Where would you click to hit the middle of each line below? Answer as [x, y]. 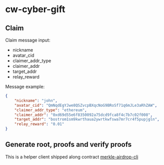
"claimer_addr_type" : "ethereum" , [51, 110]
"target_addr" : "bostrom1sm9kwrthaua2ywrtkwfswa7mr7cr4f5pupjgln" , [87, 119]
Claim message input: [28, 40]
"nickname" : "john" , [36, 100]
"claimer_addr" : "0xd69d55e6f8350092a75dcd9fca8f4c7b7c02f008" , [84, 115]
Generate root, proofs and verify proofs [69, 145]
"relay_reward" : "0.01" [39, 124]
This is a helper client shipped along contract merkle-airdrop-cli [72, 157]
